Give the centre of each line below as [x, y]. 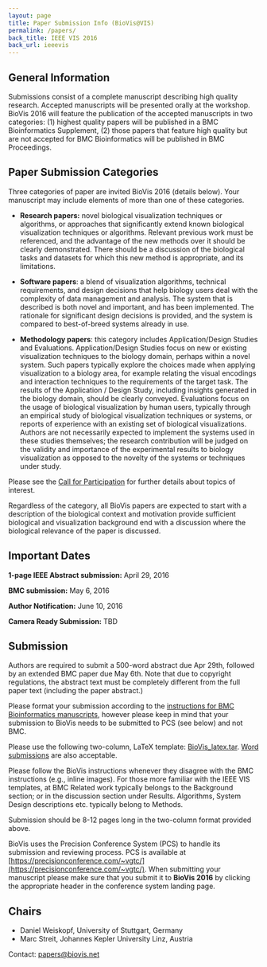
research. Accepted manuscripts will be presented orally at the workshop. [129, 105]
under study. [41, 466]
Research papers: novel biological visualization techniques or [121, 215]
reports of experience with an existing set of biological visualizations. [133, 423]
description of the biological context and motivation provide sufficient [122, 513]
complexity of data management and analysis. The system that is [126, 298]
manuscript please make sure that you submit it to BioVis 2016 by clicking [129, 878]
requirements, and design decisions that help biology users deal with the [139, 290]
